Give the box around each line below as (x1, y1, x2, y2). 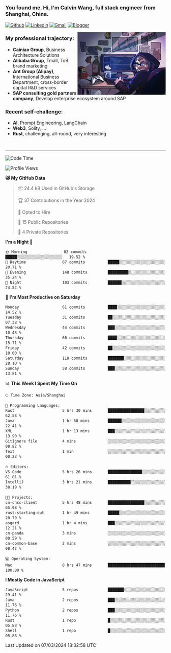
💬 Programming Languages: (5, 403, 60, 408)
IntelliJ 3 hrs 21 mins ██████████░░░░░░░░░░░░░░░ (5, 479, 165, 484)
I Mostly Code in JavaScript (5, 576, 65, 582)
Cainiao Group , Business (12, 46, 66, 53)
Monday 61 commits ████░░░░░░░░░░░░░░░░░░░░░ (5, 305, 165, 310)
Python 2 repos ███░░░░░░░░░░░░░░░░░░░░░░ (5, 608, 165, 613)
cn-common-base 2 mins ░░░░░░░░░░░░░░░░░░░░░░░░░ (5, 541, 165, 546)
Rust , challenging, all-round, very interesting (12, 130, 107, 136)
